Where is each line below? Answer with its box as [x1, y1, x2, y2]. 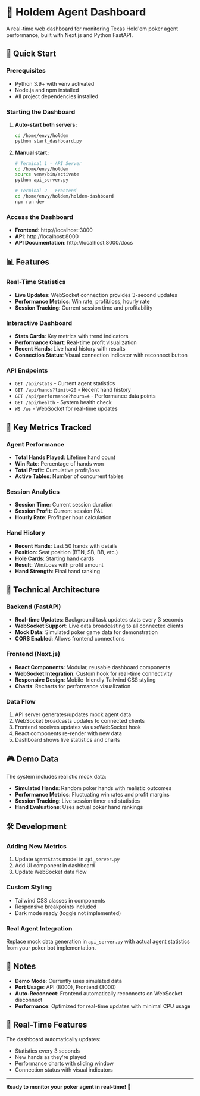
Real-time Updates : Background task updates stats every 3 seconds [14, 616, 183, 623]
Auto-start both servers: [14, 121, 77, 128]
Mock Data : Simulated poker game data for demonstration [14, 629, 158, 636]
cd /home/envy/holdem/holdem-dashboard [14, 193, 114, 199]
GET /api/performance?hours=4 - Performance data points [14, 392, 156, 399]
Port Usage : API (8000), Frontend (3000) [14, 983, 117, 991]
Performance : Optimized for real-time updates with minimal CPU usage [14, 1003, 191, 1010]
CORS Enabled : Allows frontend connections [14, 635, 125, 642]
